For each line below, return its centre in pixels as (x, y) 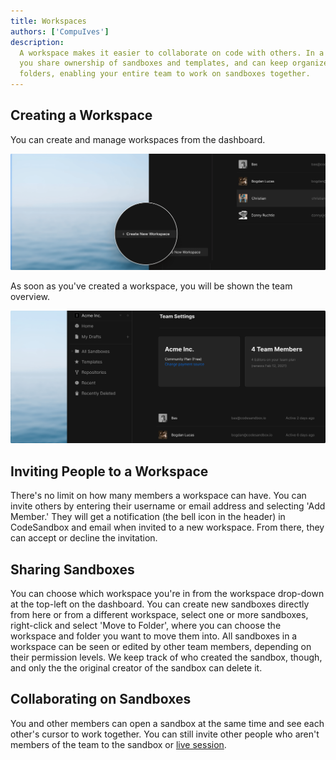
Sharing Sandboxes (72, 569)
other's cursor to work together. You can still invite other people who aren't (165, 734)
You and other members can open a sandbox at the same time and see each (167, 723)
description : (37, 42)
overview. (30, 297)
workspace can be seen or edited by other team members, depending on (161, 647)
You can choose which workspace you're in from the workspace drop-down (167, 594)
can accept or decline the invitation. (84, 538)
